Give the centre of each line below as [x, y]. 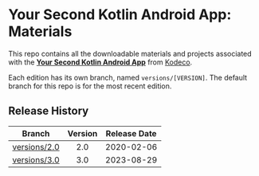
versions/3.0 [36, 159]
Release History [49, 111]
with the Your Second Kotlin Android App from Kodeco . [100, 62]
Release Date [131, 133]
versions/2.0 [36, 147]
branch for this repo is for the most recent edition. [90, 86]
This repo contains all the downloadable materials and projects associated [130, 53]
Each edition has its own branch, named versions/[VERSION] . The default [128, 77]
